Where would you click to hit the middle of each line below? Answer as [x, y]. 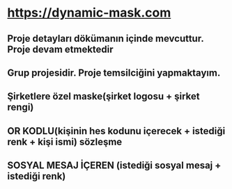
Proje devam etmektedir [60, 49]
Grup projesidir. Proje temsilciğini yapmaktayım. [114, 73]
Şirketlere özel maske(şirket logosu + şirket [103, 96]
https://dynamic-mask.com [89, 13]
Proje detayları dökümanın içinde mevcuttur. [106, 39]
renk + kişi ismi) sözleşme [65, 141]
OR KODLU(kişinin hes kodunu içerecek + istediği [116, 131]
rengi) [21, 107]
